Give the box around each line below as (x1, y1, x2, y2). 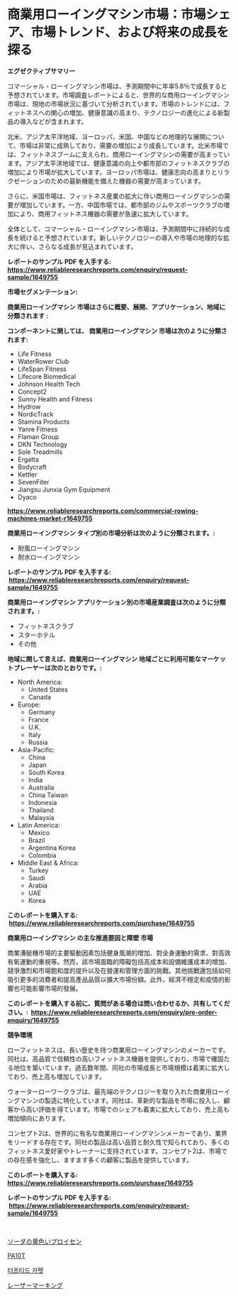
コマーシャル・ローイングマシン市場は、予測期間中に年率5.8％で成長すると (7, 82, 228, 90)
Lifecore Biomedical (17, 372, 76, 380)
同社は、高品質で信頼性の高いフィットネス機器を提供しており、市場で (7, 1054, 212, 1063)
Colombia (28, 851, 57, 859)
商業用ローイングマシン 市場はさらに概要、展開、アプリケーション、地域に (7, 302, 226, 311)
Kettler (17, 470, 38, 479)
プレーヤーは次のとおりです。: (13, 663, 103, 672)
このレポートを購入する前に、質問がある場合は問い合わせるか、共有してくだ (7, 999, 230, 1007)
